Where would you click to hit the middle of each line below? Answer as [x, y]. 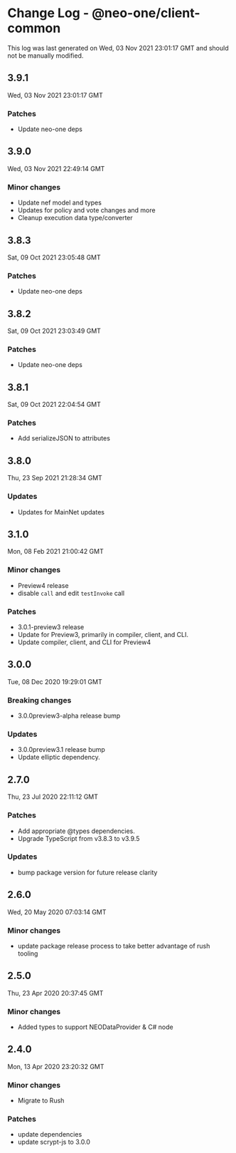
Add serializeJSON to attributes [64, 438]
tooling [28, 953]
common [34, 28]
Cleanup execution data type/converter [75, 218]
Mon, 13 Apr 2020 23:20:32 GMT [56, 1066]
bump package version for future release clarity [87, 872]
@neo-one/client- [146, 13]
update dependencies [50, 1134]
